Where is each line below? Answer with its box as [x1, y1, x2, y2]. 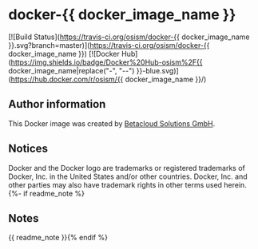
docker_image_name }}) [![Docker [8, 49, 120, 58]
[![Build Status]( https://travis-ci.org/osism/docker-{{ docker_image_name [8, 32, 250, 41]
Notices [8, 142, 48, 156]
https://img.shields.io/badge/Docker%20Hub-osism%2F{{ [10, 57, 203, 67]
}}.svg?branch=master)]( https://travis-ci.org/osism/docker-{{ [8, 40, 210, 49]
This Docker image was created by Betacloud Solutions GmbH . [8, 118, 216, 128]
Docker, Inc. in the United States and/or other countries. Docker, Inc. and [8, 172, 248, 181]
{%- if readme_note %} [8, 188, 85, 198]
